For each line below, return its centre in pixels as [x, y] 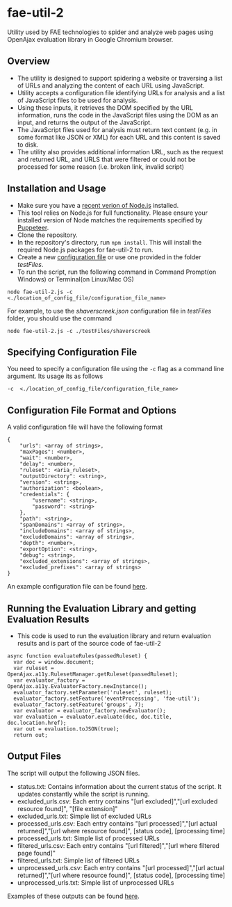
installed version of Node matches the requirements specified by [110, 220]
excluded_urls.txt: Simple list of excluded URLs [84, 816]
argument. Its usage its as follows [55, 376]
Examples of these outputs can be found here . [74, 896]
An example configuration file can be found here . [77, 587]
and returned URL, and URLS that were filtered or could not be [106, 159]
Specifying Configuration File [72, 352]
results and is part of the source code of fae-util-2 [89, 643]
